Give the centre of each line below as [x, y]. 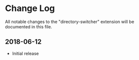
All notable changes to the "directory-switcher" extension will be [70, 22]
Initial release [25, 53]
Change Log [30, 8]
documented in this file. [29, 26]
